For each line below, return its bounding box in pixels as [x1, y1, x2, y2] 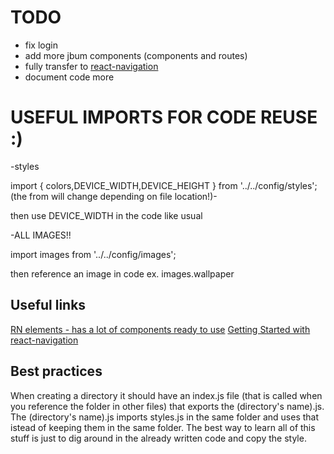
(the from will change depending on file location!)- [10, 190, 218, 202]
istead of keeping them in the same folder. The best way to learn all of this [10, 421, 316, 433]
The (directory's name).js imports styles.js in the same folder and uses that [10, 411, 320, 423]
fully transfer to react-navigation [24, 60, 159, 72]
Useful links [10, 297, 87, 314]
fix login [24, 39, 58, 51]
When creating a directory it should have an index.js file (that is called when [10, 389, 323, 401]
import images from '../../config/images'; [10, 248, 177, 260]
